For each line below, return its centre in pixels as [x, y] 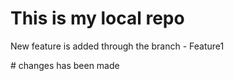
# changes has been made [65, 65]
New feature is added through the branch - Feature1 [117, 46]
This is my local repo [97, 18]
